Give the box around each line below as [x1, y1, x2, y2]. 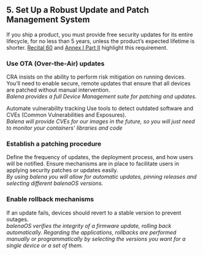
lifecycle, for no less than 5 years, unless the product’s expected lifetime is [6, 37, 195, 45]
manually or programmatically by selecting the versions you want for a [6, 235, 186, 242]
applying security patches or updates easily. [6, 167, 118, 174]
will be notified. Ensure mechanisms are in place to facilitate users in [6, 160, 180, 168]
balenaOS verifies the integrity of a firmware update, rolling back [6, 222, 172, 229]
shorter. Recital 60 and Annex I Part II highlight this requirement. [6, 44, 168, 51]
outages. [6, 215, 29, 223]
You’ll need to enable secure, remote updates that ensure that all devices [6, 80, 191, 87]
